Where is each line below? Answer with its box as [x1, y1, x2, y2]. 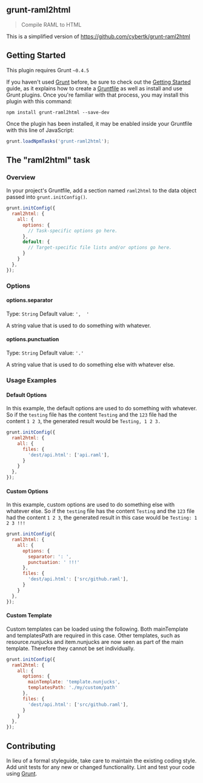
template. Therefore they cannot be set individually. [6, 645, 135, 652]
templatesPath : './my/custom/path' [28, 685, 118, 691]
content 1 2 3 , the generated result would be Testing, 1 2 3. [6, 418, 161, 425]
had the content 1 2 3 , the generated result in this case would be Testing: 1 [6, 514, 198, 521]
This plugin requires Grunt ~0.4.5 [6, 66, 90, 73]
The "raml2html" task [6, 155, 90, 165]
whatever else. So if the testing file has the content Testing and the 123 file [6, 507, 195, 515]
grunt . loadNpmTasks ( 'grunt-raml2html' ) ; [6, 138, 110, 144]
